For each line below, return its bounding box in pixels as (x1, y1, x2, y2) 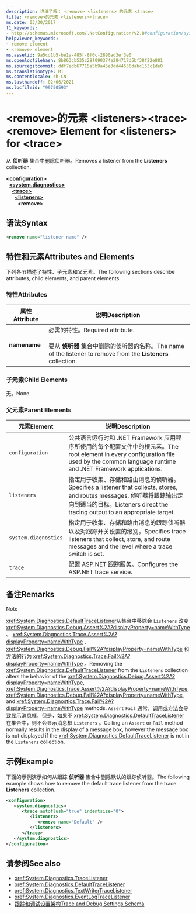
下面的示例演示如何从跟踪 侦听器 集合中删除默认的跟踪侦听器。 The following (6, 773, 190, 780)
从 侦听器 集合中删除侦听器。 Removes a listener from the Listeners (6, 157, 167, 164)
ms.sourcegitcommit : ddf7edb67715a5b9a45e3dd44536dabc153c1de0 (6, 63, 163, 69)
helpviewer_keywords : (6, 36, 59, 42)
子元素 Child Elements (6, 375, 68, 384)
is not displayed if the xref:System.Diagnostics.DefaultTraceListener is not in (6, 732, 190, 739)
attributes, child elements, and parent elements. (6, 275, 121, 282)
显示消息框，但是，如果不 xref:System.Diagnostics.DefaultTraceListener (10, 712, 185, 719)
